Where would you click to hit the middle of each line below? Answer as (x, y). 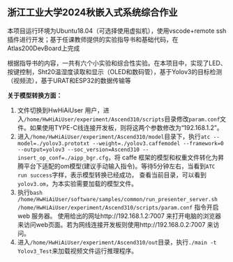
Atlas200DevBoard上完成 (44, 48)
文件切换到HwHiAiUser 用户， (60, 110)
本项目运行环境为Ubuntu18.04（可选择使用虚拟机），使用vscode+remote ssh (117, 31)
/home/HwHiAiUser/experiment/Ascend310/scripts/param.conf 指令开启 (118, 207)
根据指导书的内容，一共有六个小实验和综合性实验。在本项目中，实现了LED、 (117, 63)
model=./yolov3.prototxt (53, 143)
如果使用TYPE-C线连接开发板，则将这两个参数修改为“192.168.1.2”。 (126, 127)
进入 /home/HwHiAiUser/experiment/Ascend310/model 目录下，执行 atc (114, 136)
